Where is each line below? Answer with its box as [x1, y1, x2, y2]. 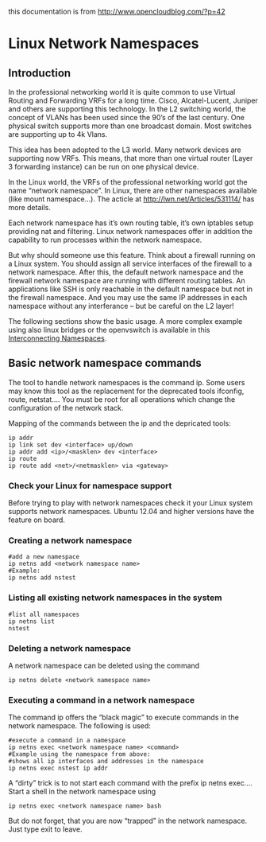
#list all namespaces [8, 610, 80, 618]
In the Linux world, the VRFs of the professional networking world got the [8, 177, 248, 186]
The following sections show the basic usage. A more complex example [8, 317, 243, 325]
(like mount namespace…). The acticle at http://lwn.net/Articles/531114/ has [8, 194, 255, 204]
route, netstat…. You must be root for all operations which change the [8, 394, 236, 404]
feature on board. [8, 515, 66, 524]
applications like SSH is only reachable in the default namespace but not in [8, 284, 253, 294]
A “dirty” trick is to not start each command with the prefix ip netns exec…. [8, 778, 253, 788]
